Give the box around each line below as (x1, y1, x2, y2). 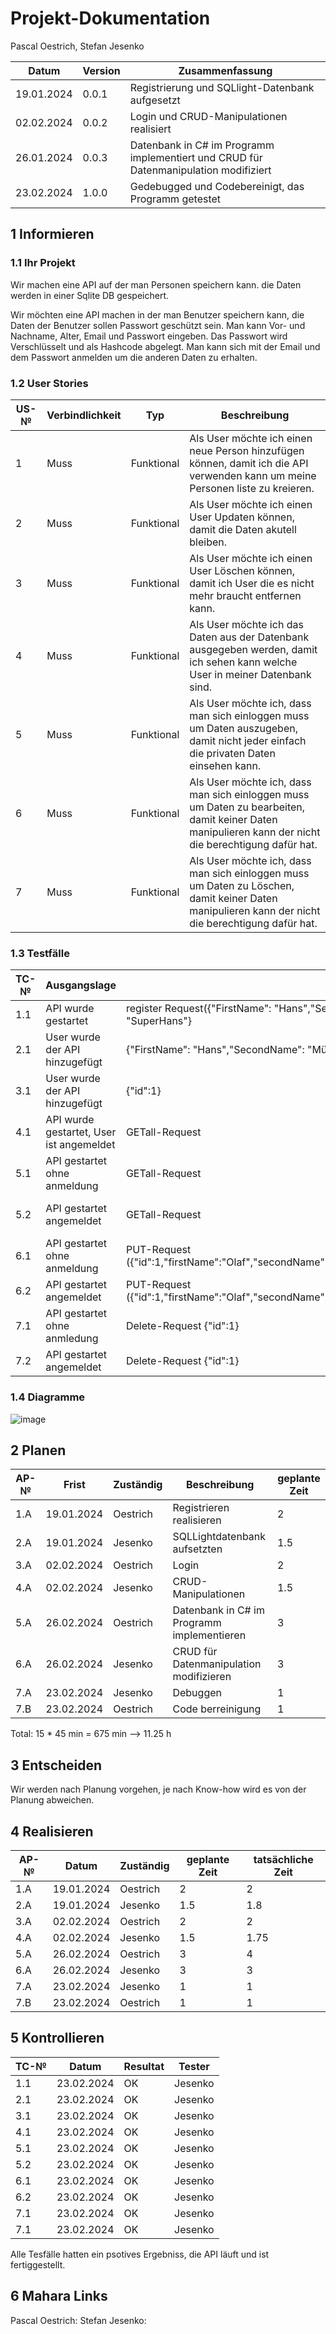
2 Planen (10, 1442, 67, 1459)
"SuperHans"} (125, 1014, 192, 1028)
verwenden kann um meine (189, 468, 317, 482)
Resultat (123, 2059, 165, 2073)
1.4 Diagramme (10, 1390, 86, 1404)
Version (82, 63, 121, 77)
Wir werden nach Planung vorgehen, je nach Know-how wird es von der (10, 1783, 307, 1796)
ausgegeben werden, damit (189, 642, 318, 656)
